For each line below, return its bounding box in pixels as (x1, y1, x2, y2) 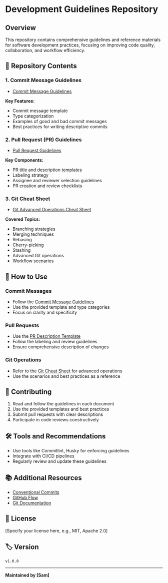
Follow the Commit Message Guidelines (12, 299, 94, 305)
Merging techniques (12, 231, 54, 237)
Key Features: (5, 98, 35, 104)
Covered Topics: (5, 216, 40, 222)
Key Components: (5, 157, 43, 163)
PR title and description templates (12, 167, 82, 173)
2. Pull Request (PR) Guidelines (5, 136, 82, 143)
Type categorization (12, 113, 54, 119)
